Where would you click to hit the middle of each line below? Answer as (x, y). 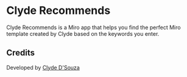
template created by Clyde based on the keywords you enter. (83, 33)
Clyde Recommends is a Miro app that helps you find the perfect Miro (94, 27)
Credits (21, 53)
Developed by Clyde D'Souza (43, 67)
